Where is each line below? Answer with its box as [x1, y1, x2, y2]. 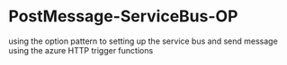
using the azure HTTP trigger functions [8, 45, 154, 55]
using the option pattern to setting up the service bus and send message [8, 36, 278, 46]
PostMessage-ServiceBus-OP [8, 6, 238, 27]
